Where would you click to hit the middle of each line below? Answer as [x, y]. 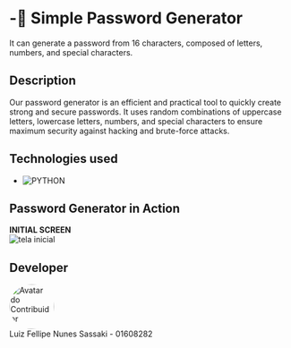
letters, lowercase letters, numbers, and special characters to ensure [136, 121]
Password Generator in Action [95, 208]
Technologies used [64, 159]
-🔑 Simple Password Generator [126, 18]
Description [43, 81]
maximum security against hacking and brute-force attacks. [120, 131]
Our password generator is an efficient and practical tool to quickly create [145, 102]
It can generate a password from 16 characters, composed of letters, [136, 43]
